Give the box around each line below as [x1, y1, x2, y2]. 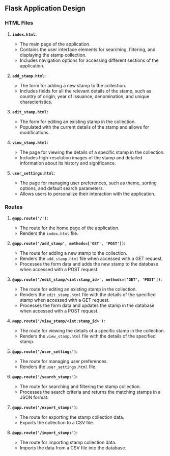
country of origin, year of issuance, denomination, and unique [19, 93, 150, 99]
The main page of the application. [19, 41, 91, 47]
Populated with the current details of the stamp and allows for [19, 124, 150, 130]
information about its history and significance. [19, 160, 117, 166]
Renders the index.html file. [19, 230, 78, 236]
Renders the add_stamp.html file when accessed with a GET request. [19, 255, 163, 261]
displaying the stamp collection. [19, 52, 87, 58]
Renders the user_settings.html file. [19, 364, 97, 370]
